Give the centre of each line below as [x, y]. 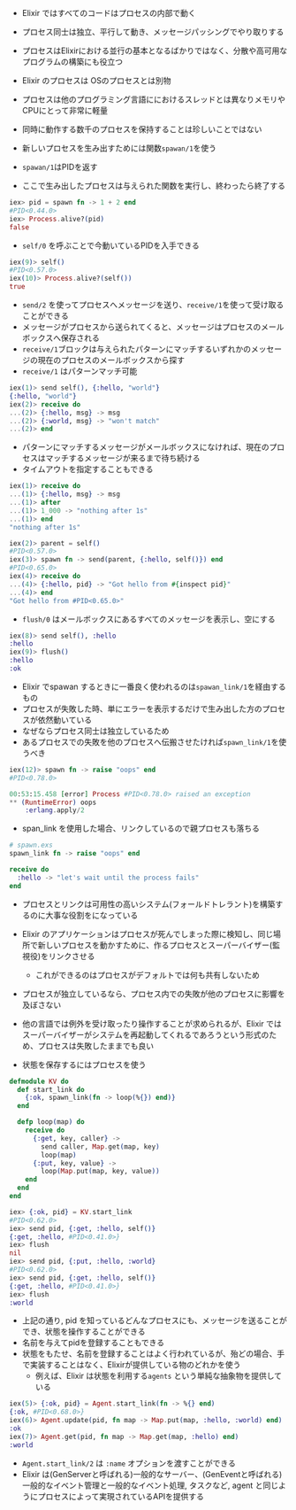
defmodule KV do [39, 1081]
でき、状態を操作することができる [83, 1332]
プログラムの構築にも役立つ [72, 62]
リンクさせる [72, 956]
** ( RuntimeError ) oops [53, 802]
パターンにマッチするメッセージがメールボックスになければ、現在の [145, 447]
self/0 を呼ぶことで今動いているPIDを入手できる [111, 245]
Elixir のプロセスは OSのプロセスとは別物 [96, 81]
